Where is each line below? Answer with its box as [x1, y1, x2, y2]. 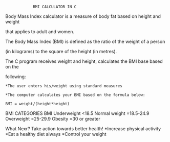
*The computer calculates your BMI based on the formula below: [5, 92, 145, 98]
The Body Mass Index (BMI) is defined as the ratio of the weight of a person [5, 38, 165, 44]
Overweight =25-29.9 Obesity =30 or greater [5, 116, 101, 122]
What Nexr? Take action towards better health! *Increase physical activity [5, 126, 161, 132]
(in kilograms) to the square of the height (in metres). [5, 49, 117, 54]
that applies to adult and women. [5, 29, 75, 35]
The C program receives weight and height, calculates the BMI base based [5, 58, 163, 64]
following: [5, 74, 26, 80]
